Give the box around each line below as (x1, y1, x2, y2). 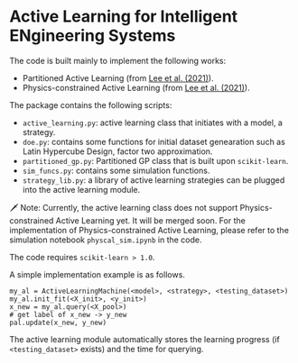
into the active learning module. (22, 184, 141, 195)
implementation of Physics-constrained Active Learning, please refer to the (9, 224, 289, 235)
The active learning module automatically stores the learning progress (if (9, 333, 280, 344)
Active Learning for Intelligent (9, 6, 238, 27)
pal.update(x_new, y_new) (9, 318, 107, 327)
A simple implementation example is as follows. (9, 268, 185, 280)
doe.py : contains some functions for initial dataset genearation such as (22, 136, 286, 147)
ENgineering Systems (9, 25, 176, 46)
